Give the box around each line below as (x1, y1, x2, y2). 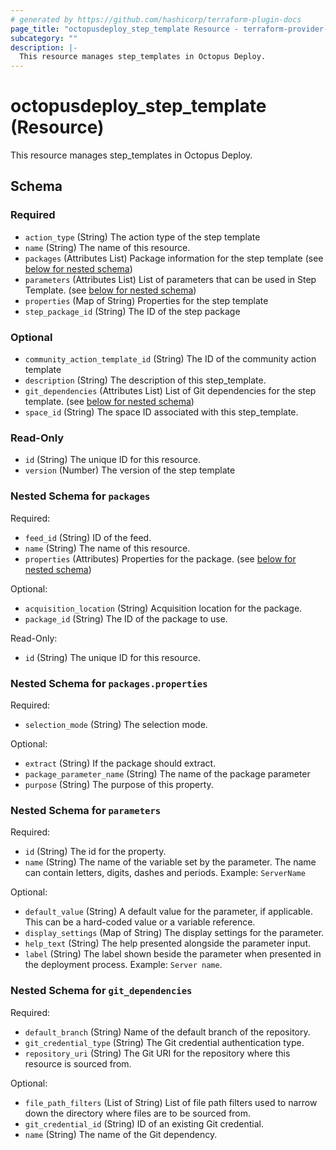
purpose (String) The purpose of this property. (24, 778, 214, 790)
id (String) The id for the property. (24, 846, 167, 858)
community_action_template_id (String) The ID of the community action (24, 353, 317, 365)
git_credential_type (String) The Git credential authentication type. (24, 1036, 305, 1048)
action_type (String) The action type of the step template (24, 231, 261, 243)
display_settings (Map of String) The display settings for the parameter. (24, 927, 325, 939)
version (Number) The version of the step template (24, 464, 236, 476)
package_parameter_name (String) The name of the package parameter (24, 767, 311, 780)
